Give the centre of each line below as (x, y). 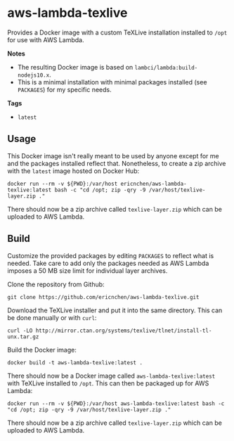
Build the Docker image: (42, 350)
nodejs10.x (33, 75)
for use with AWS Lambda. (46, 39)
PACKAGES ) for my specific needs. (64, 89)
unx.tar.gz (23, 337)
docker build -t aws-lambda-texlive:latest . (75, 363)
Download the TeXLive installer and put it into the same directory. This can (115, 310)
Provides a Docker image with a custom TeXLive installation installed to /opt (117, 32)
